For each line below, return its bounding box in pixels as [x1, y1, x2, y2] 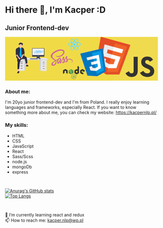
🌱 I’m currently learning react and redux [5, 211, 85, 218]
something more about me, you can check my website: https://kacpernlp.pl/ [5, 109, 157, 116]
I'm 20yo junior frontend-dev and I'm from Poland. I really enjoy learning [5, 99, 149, 105]
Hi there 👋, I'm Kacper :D [5, 4, 106, 16]
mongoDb [12, 164, 33, 170]
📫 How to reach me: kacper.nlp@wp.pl [5, 217, 84, 223]
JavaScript [12, 143, 34, 149]
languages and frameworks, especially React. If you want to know [5, 105, 137, 110]
